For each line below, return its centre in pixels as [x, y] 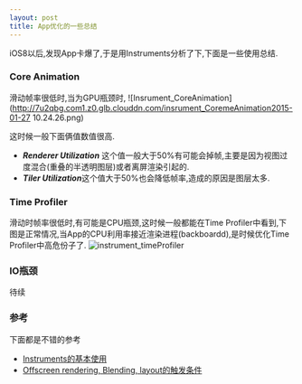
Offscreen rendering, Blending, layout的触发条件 [112, 370]
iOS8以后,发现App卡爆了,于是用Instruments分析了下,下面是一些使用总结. [144, 53]
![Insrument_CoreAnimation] [180, 98]
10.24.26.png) [58, 117]
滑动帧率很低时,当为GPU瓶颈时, [68, 98]
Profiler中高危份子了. [48, 246]
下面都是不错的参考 [45, 339]
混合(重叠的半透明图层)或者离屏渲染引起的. [110, 166]
